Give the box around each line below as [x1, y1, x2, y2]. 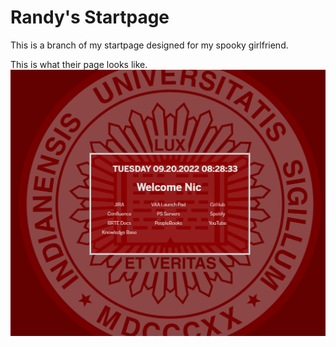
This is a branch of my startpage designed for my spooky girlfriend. [10, 39, 289, 51]
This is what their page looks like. [10, 58, 148, 70]
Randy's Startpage [10, 6, 170, 29]
